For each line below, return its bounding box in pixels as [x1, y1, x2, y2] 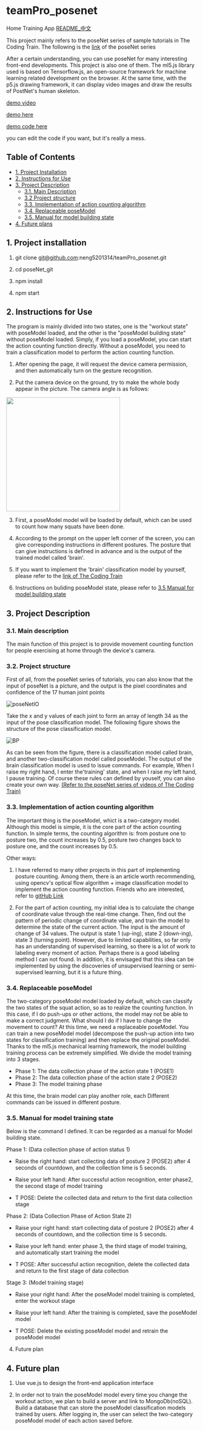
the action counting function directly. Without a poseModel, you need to [6, 342, 186, 350]
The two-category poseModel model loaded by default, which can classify [6, 997, 193, 1005]
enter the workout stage [15, 1297, 76, 1305]
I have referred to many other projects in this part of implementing [15, 866, 180, 873]
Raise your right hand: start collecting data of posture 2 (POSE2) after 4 [15, 1224, 194, 1232]
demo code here [6, 122, 48, 130]
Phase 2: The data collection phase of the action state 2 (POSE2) [15, 1073, 178, 1081]
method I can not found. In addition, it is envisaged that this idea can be [15, 955, 194, 963]
